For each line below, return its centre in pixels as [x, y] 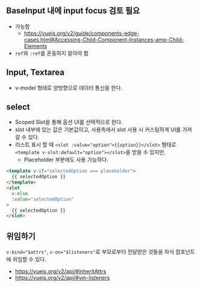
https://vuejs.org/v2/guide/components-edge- [82, 33]
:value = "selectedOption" [43, 199]
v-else [20, 193]
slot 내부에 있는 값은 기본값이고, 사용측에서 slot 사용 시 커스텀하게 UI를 [98, 130]
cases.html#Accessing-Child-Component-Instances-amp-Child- [104, 39]
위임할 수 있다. [29, 259]
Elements [36, 46]
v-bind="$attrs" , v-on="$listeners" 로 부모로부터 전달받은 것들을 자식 [90, 252]
